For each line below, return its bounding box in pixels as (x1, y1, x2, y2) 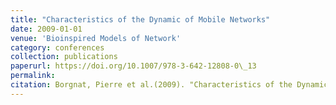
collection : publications (10, 52, 118, 62)
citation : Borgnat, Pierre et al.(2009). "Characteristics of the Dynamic (10, 80, 329, 90)
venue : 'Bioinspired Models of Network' (10, 33, 182, 43)
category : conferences (10, 42, 105, 53)
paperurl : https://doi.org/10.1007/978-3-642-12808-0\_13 (10, 61, 257, 71)
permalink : (10, 71, 56, 81)
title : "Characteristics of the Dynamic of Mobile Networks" (10, 14, 271, 25)
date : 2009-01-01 (10, 24, 83, 34)
